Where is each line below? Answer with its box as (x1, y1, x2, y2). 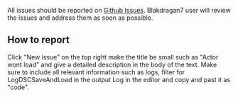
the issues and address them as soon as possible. (7, 13, 153, 22)
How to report (7, 34, 70, 46)
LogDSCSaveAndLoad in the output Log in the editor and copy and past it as (7, 75, 231, 84)
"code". (7, 83, 30, 91)
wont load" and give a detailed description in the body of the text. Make (7, 60, 217, 69)
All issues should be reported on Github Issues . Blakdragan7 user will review (7, 6, 231, 14)
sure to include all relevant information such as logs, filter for (7, 67, 185, 76)
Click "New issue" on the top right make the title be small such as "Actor (7, 52, 219, 61)
